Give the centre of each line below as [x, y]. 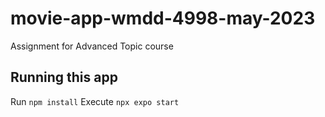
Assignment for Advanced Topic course [92, 46]
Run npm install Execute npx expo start [95, 101]
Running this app [64, 77]
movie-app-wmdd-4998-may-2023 [163, 18]
